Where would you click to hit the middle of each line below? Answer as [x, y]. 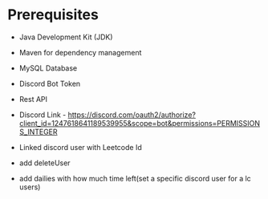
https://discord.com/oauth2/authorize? [132, 115]
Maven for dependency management [80, 52]
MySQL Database [48, 68]
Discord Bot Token [50, 83]
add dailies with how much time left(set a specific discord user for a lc [135, 178]
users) [30, 187]
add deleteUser [45, 163]
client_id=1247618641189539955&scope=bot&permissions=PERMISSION [140, 123]
